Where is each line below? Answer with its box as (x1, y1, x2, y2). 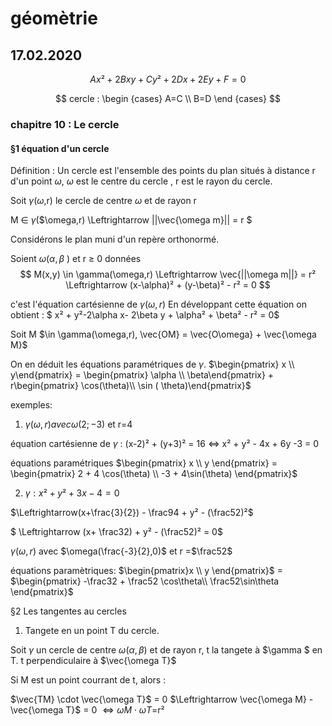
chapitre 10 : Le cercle (10, 117, 120, 131)
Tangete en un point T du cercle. (24, 625, 160, 637)
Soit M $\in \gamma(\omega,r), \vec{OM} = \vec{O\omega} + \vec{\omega (10, 328, 317, 341)
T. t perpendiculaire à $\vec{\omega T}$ (10, 655, 177, 667)
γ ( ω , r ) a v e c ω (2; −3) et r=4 (24, 418, 133, 431)
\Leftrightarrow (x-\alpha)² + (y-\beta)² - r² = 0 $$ (65, 279, 271, 291)
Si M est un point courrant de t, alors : (10, 674, 167, 686)
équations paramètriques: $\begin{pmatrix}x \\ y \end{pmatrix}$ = (10, 565, 284, 577)
